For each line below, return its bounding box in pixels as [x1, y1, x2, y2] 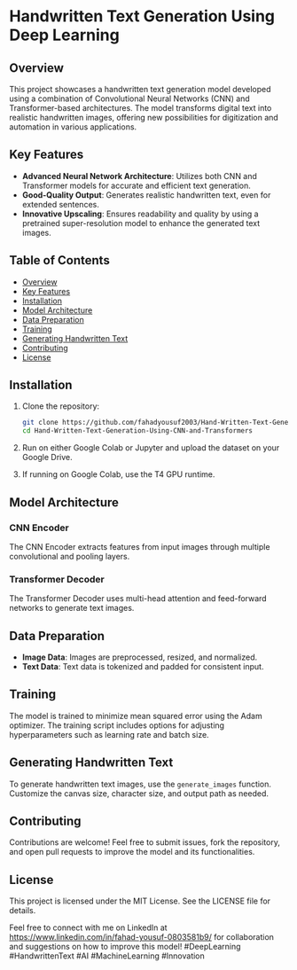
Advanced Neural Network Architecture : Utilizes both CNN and [21, 170, 257, 181]
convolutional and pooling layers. [9, 551, 130, 561]
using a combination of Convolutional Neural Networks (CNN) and [9, 93, 250, 104]
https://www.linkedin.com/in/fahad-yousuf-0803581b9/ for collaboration [9, 932, 275, 943]
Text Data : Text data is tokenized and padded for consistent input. [21, 661, 264, 671]
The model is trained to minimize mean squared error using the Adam [9, 710, 263, 721]
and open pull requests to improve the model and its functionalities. [9, 847, 255, 857]
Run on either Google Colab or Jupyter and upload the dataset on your [21, 442, 280, 453]
